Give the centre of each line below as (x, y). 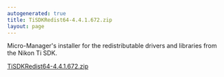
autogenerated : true (37, 13)
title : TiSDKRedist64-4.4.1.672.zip (60, 20)
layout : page (26, 26)
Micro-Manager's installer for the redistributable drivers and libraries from (112, 46)
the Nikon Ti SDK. (32, 53)
